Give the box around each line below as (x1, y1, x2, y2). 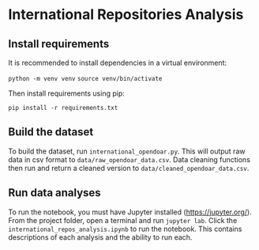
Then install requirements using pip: (8, 89, 125, 98)
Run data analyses (8, 186, 101, 199)
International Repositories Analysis (8, 6, 244, 24)
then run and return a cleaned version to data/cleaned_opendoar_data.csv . (8, 163, 250, 172)
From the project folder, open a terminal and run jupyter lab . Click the (8, 215, 238, 225)
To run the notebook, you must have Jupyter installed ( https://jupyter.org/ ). (8, 207, 252, 217)
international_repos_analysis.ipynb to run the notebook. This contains (8, 224, 242, 233)
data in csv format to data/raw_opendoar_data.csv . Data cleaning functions (8, 154, 251, 164)
